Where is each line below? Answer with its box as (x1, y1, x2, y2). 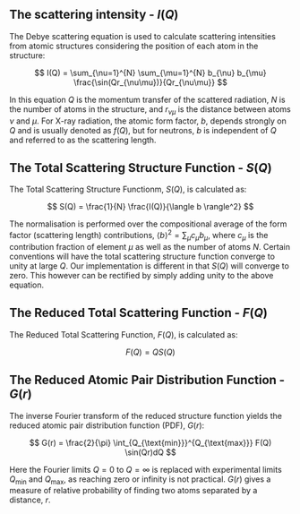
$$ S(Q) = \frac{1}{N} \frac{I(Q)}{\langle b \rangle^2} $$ (47, 201, 254, 212)
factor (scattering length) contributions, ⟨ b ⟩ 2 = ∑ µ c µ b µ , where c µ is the (9, 228, 269, 243)
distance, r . (9, 494, 51, 505)
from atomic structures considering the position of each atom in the (9, 40, 259, 51)
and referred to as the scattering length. (9, 134, 157, 145)
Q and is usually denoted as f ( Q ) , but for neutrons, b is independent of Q (9, 124, 277, 135)
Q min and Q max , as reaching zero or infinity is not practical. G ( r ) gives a (9, 474, 271, 486)
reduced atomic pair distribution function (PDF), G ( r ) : (9, 420, 205, 431)
